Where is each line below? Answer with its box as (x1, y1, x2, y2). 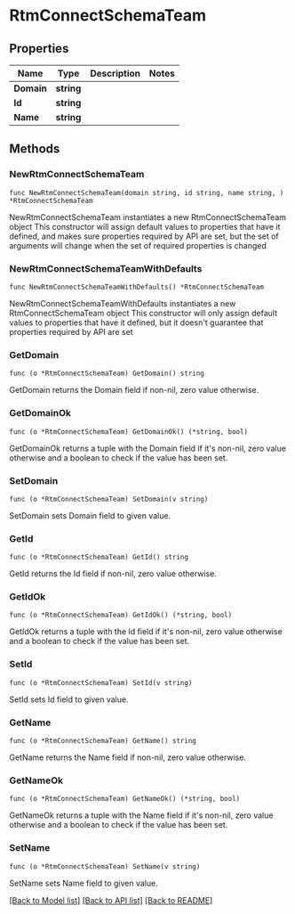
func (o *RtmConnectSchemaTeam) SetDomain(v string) (9, 494, 209, 503)
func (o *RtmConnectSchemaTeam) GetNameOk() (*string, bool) (9, 795, 241, 804)
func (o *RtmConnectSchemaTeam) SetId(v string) (9, 678, 193, 687)
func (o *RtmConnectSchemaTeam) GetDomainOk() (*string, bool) (9, 427, 249, 437)
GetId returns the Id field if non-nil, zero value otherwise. (9, 568, 218, 579)
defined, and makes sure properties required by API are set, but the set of (9, 231, 280, 241)
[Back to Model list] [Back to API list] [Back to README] (9, 894, 213, 905)
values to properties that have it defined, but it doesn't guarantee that (9, 317, 264, 328)
